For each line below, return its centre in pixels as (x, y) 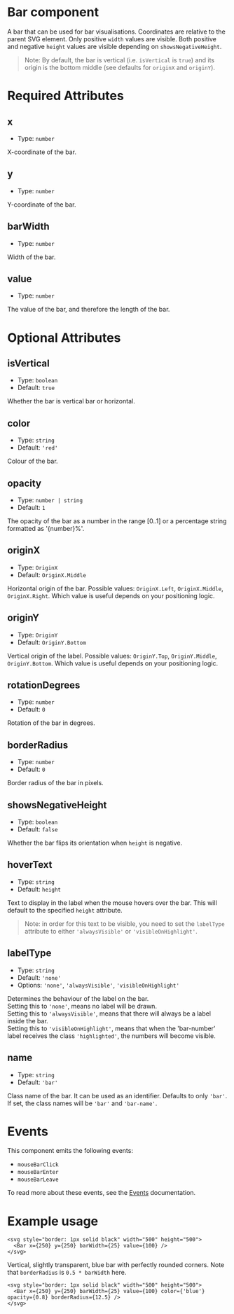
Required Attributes (66, 96)
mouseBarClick (38, 1165)
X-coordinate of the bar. (42, 152)
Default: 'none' (39, 977)
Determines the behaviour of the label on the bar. (78, 998)
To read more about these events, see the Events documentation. (102, 1193)
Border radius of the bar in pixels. (55, 783)
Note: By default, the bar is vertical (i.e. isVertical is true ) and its (119, 60)
